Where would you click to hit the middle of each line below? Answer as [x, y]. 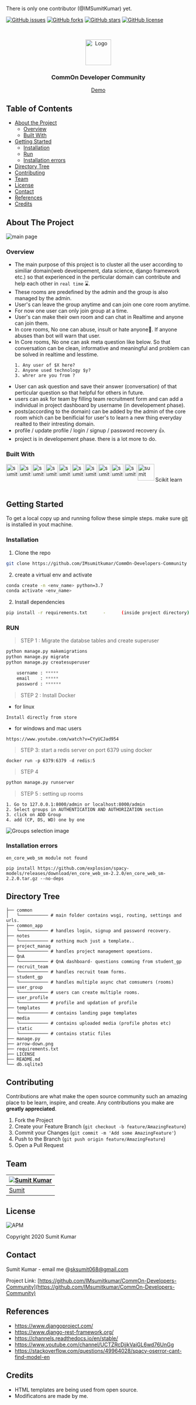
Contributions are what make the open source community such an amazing [97, 1096]
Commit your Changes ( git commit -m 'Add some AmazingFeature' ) [95, 1133]
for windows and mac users [48, 728]
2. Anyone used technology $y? [53, 370]
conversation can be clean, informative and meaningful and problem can [102, 348]
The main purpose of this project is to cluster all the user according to [99, 264]
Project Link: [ [23, 1280]
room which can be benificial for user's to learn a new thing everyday [98, 418]
